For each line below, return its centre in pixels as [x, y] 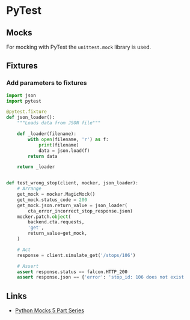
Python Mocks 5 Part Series [49, 310]
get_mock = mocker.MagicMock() [56, 195]
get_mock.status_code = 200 [52, 200]
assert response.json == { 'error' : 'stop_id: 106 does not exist [101, 277]
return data [43, 156]
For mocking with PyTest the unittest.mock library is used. [79, 47]
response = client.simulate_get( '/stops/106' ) [76, 255]
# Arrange [29, 189]
